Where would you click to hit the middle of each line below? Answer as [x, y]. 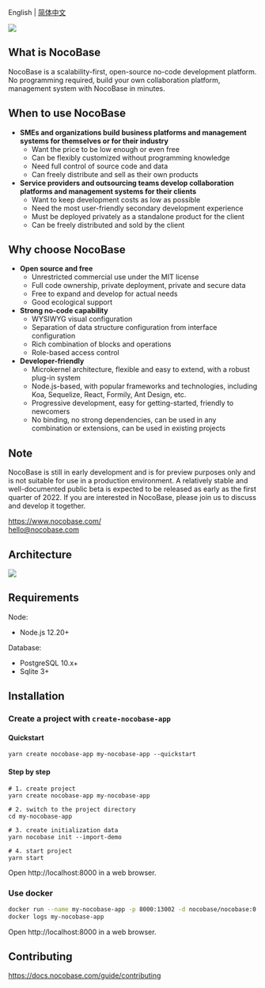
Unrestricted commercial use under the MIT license [115, 277]
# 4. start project [40, 851]
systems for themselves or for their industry [94, 141]
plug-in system [56, 378]
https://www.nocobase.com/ [55, 521]
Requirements [44, 598]
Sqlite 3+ [34, 671]
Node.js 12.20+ [44, 632]
